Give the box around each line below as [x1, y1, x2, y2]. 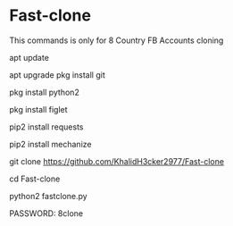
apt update [9, 52, 49, 63]
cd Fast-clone [9, 173, 61, 184]
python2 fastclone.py [9, 190, 87, 201]
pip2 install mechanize [9, 138, 92, 149]
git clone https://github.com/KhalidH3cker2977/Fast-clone [9, 155, 225, 166]
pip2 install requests [9, 121, 84, 132]
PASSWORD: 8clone [9, 207, 83, 219]
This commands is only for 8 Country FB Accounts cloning [9, 35, 224, 46]
